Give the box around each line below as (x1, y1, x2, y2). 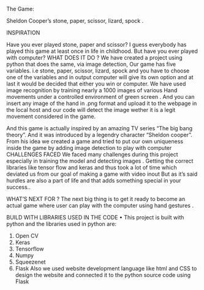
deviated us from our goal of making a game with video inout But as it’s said (6, 170, 198, 178)
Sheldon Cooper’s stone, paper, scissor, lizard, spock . (6, 17, 144, 24)
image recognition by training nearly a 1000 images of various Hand (6, 87, 178, 94)
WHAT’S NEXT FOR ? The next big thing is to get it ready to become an (6, 195, 186, 202)
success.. (6, 184, 31, 190)
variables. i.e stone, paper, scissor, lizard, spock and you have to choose (6, 67, 190, 74)
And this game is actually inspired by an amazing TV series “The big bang (6, 125, 193, 131)
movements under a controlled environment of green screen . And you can (6, 93, 195, 100)
